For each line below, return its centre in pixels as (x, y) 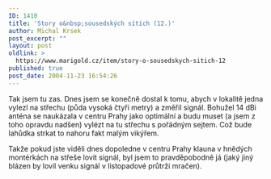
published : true (36, 69)
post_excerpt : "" (38, 38)
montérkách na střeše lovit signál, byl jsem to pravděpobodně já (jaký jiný (131, 157)
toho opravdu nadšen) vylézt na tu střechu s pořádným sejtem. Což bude (130, 124)
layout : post (30, 46)
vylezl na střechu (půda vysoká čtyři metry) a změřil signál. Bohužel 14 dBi (133, 107)
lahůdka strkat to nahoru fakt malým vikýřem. (84, 133)
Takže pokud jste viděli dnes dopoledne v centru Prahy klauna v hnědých (130, 148)
